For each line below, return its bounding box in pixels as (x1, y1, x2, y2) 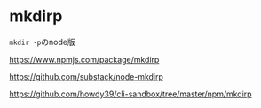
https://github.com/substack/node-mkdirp (9, 71, 164, 81)
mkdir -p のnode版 (9, 36, 75, 47)
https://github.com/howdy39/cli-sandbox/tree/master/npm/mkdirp (9, 89, 252, 99)
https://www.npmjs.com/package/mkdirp (9, 54, 160, 65)
